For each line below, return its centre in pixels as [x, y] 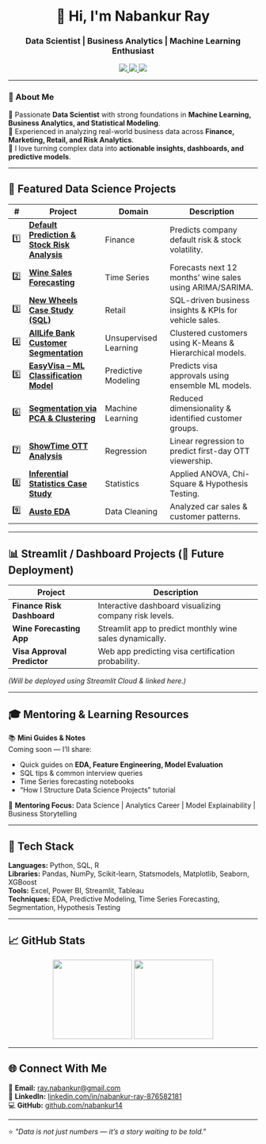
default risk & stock [205, 240]
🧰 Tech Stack [41, 846]
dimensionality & [201, 408]
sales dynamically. [132, 639]
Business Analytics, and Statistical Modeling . [84, 123]
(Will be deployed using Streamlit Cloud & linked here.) [97, 681]
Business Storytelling [43, 814]
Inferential [49, 474]
